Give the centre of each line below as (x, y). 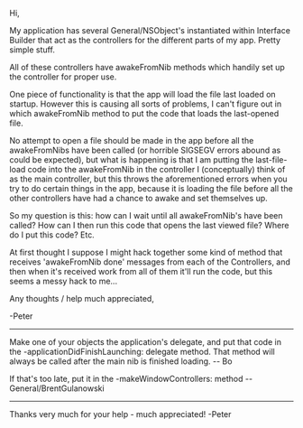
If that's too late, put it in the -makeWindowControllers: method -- (131, 379)
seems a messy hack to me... (64, 281)
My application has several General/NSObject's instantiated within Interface (150, 30)
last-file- (271, 160)
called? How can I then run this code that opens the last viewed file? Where (149, 225)
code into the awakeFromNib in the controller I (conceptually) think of (156, 169)
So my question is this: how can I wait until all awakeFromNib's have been (146, 215)
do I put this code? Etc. (52, 235)
